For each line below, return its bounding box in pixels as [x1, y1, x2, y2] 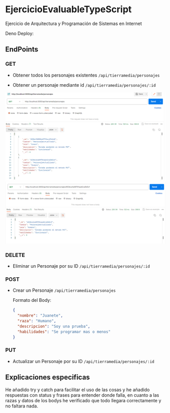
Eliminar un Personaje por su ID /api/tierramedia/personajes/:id [12, 263, 150, 269]
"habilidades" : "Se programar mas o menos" [17, 329, 111, 334]
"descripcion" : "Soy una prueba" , [17, 324, 90, 329]
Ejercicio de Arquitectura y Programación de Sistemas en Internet [5, 20, 142, 27]
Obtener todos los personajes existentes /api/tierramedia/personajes [12, 72, 160, 78]
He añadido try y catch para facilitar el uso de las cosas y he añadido [5, 386, 150, 393]
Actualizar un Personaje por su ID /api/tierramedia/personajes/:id [12, 358, 155, 364]
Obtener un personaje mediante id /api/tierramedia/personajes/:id [12, 82, 156, 88]
